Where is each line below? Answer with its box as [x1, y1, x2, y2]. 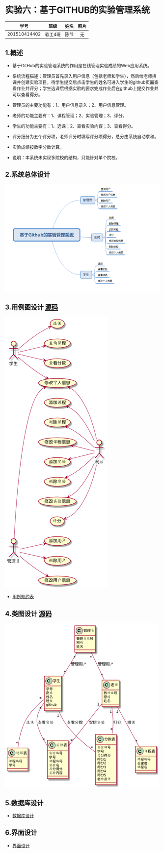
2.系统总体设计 [5, 170, 51, 179]
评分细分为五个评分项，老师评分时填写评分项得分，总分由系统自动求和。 [12, 134, 159, 139]
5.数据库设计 [5, 799, 44, 807]
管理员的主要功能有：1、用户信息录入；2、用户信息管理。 [12, 102, 129, 108]
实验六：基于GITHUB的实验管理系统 [5, 4, 150, 16]
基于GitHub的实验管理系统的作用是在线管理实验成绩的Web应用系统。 [12, 63, 152, 68]
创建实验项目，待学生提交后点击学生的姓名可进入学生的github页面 [21, 80, 155, 85]
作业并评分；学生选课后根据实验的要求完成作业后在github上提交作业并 [16, 85, 159, 91]
